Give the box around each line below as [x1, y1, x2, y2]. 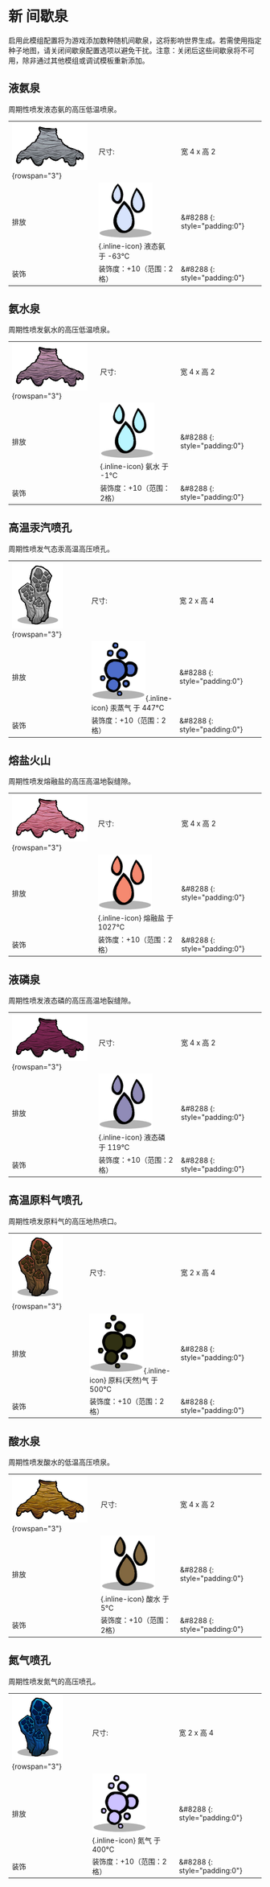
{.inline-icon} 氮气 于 [92, 1835, 161, 1845]
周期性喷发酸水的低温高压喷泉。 [8, 1457, 114, 1467]
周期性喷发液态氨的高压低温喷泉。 [8, 104, 121, 113]
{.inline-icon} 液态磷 [98, 1132, 166, 1142]
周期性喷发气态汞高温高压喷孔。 [8, 544, 114, 554]
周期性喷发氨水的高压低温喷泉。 [8, 325, 114, 335]
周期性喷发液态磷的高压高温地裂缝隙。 [8, 995, 135, 1005]
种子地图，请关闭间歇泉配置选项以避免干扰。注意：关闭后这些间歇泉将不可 [8, 45, 255, 55]
